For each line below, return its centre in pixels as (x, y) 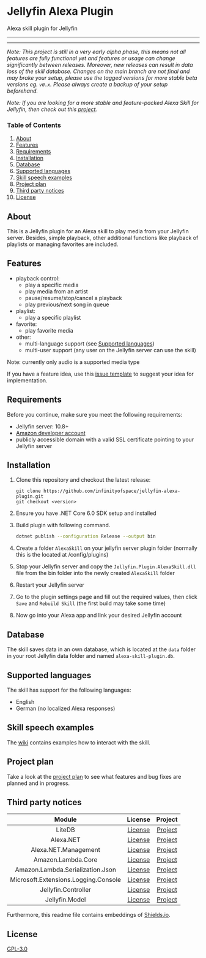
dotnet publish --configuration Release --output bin (86, 536)
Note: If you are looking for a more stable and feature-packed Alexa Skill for (103, 102)
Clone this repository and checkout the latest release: (83, 480)
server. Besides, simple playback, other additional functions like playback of (103, 238)
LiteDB (65, 830)
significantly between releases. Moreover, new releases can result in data (100, 64)
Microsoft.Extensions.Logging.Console (66, 880)
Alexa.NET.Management (65, 850)
